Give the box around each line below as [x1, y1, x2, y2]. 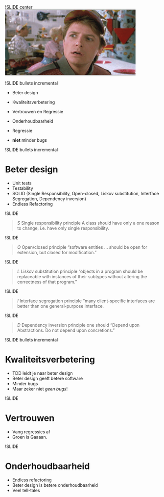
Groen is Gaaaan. [12, 434, 47, 440]
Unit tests [12, 180, 32, 186]
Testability [12, 185, 33, 191]
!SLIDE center [5, 4, 33, 10]
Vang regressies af [12, 429, 50, 435]
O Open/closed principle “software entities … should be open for [17, 244, 148, 250]
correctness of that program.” [17, 279, 77, 285]
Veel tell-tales [12, 487, 40, 493]
